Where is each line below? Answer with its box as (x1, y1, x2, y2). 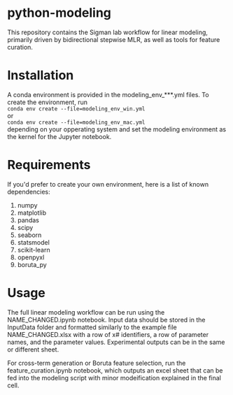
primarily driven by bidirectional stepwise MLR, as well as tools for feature (7, 35, 220, 43)
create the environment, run (7, 98, 87, 106)
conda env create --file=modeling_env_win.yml (7, 105, 146, 113)
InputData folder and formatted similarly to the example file (7, 323, 177, 331)
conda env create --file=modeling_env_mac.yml (7, 119, 146, 126)
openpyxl (17, 253, 45, 261)
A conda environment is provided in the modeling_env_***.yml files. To (7, 90, 209, 99)
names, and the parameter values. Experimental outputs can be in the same (7, 338, 225, 346)
